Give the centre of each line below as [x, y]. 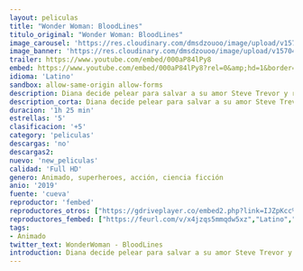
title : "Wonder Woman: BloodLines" [76, 26]
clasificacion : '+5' [48, 127]
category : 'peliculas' [52, 135]
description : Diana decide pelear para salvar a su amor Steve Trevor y [149, 93]
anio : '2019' [34, 186]
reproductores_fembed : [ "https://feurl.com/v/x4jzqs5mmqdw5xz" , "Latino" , [151, 219]
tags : [19, 228]
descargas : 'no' [40, 144]
